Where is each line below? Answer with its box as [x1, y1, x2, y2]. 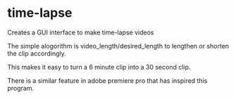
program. [7, 84, 35, 92]
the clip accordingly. [7, 49, 67, 58]
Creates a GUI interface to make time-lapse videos [7, 28, 154, 37]
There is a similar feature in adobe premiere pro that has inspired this [7, 76, 208, 85]
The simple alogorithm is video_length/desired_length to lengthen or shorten [7, 41, 230, 50]
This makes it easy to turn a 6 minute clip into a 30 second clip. [7, 62, 191, 71]
